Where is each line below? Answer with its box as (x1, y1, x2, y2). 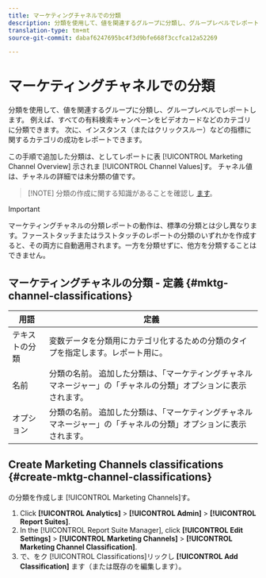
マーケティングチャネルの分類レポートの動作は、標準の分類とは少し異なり (8, 221, 251, 230)
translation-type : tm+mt (8, 26, 90, 34)
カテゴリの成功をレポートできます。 (28, 135, 146, 144)
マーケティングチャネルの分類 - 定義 (8, 276, 184, 290)
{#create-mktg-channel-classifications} (8, 470, 212, 484)
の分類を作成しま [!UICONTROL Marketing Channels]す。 (8, 492, 195, 502)
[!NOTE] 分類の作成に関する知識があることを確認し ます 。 (27, 188, 217, 198)
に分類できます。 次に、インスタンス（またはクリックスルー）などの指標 (8, 125, 245, 135)
